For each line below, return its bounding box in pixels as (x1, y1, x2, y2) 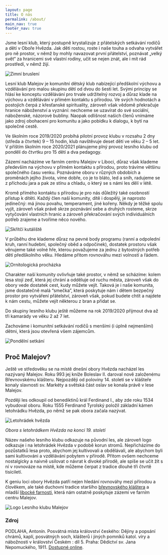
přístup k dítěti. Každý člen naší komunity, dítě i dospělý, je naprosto (5, 195, 146, 201)
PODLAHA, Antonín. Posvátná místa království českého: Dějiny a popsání (5, 528, 156, 534)
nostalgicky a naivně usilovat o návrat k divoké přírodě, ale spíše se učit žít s (5, 458, 163, 464)
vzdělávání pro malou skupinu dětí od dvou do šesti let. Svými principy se (5, 86, 157, 92)
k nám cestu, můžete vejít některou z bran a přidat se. (5, 298, 116, 304)
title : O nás (5, 12, 33, 17)
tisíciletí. (5, 469, 23, 475)
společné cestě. (5, 124, 39, 130)
